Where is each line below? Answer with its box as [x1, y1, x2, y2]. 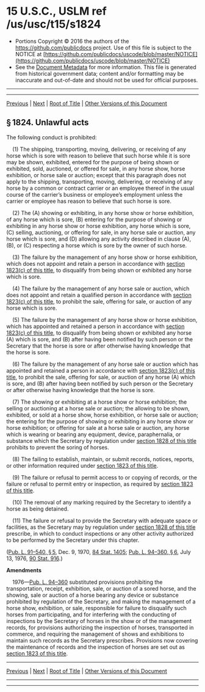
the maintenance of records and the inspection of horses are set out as [6, 643, 185, 650]
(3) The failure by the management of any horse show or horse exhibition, [12, 253, 198, 261]
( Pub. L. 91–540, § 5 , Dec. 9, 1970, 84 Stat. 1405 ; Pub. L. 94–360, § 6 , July [6, 548, 191, 555]
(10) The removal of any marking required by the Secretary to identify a [12, 498, 191, 506]
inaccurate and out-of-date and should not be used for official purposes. [15, 76, 198, 84]
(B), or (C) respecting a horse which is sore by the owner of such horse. [6, 241, 187, 249]
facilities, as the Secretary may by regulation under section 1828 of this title [6, 523, 196, 531]
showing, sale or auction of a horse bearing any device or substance [6, 591, 179, 599]
